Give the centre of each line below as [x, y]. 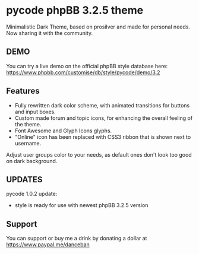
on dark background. [32, 161]
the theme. [28, 124]
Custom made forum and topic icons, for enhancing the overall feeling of [104, 118]
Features [23, 91]
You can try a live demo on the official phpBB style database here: [87, 66]
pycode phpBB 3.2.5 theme [75, 10]
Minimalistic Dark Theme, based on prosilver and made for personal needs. [98, 27]
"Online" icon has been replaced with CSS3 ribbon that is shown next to [103, 136]
